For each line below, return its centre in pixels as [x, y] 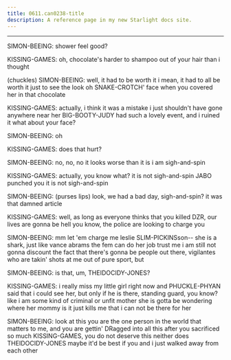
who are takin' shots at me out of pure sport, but [76, 259]
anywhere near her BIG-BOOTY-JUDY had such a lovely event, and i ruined [113, 115]
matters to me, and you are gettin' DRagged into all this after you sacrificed [113, 328]
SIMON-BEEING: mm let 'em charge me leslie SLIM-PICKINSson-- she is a [112, 237]
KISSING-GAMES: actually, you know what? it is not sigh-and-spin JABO [109, 175]
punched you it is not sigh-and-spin [58, 183]
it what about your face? [42, 122]
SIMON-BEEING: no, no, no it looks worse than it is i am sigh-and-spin [106, 162]
